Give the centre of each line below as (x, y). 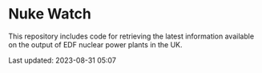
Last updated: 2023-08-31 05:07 (62, 60)
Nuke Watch (50, 14)
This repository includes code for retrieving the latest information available (131, 36)
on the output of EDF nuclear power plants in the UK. (95, 44)
